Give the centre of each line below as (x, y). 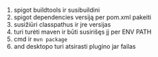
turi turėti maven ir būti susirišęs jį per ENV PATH (82, 32)
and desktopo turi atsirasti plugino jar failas (75, 46)
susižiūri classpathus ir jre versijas (62, 24)
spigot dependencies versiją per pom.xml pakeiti (82, 17)
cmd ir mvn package (40, 39)
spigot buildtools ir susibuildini (57, 10)
